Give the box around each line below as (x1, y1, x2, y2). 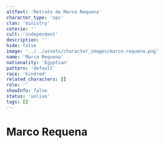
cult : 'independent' (6, 31, 59, 38)
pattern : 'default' (6, 65, 56, 71)
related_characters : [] (6, 76, 67, 82)
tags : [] (6, 99, 29, 105)
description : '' (6, 37, 47, 43)
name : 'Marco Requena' (6, 54, 64, 60)
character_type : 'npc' (6, 15, 64, 21)
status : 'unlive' (6, 93, 50, 99)
